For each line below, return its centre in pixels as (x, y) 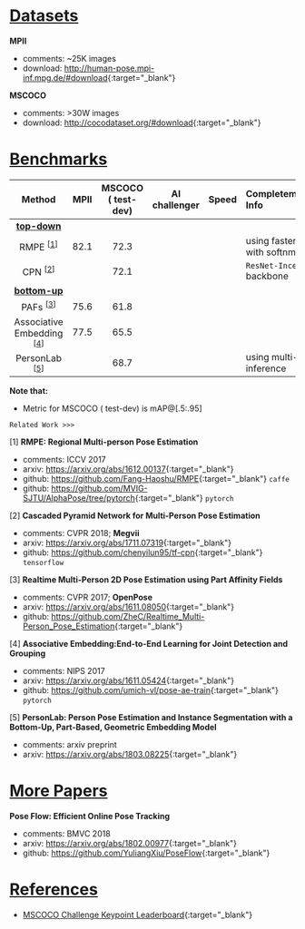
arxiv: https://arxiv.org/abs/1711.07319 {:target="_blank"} (127, 543)
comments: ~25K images (69, 58)
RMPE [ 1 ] (39, 247)
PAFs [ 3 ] (39, 306)
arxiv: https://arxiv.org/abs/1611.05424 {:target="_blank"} (128, 680)
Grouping (28, 653)
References (54, 890)
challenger (176, 205)
